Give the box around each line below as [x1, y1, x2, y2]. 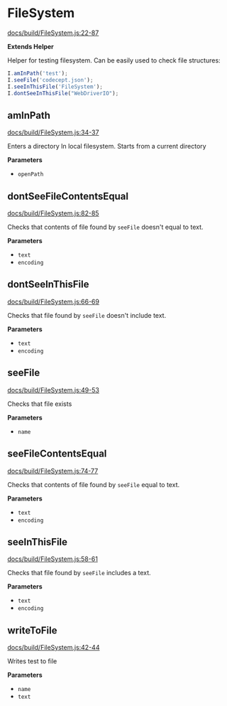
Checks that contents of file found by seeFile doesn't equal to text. [7, 223, 204, 232]
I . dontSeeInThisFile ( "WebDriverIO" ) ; [7, 90, 119, 97]
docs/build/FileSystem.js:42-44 [7, 643, 100, 652]
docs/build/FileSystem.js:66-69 [7, 297, 99, 306]
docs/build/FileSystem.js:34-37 [7, 128, 99, 137]
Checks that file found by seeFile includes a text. [7, 569, 151, 577]
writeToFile [7, 624, 58, 636]
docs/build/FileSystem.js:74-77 [7, 466, 99, 475]
